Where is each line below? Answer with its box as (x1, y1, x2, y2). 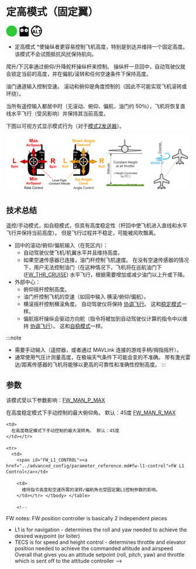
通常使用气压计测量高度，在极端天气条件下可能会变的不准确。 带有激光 (14, 353, 185, 361)
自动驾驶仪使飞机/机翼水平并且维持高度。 (23, 249, 123, 256)
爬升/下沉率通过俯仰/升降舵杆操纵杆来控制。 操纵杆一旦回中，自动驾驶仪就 (6, 63, 186, 70)
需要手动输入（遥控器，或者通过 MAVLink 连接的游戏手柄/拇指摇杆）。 (14, 346, 182, 353)
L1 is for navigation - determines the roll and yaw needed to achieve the (14, 526, 187, 533)
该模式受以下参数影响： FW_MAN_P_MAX (6, 397, 105, 404)
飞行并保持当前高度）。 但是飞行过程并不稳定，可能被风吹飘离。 (6, 230, 159, 237)
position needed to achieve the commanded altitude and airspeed (14, 545, 174, 552)
